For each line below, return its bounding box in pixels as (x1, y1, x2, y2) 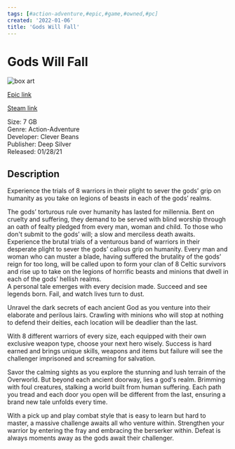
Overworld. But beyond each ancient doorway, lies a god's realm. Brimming (7, 375, 226, 384)
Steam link (7, 104, 38, 112)
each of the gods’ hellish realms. (7, 275, 102, 283)
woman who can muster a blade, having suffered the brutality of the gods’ (7, 252, 222, 261)
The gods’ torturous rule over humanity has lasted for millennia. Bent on (7, 208, 215, 216)
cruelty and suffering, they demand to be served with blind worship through (7, 215, 227, 223)
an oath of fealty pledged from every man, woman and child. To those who (7, 223, 223, 231)
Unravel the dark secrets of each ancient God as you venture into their (7, 304, 210, 312)
